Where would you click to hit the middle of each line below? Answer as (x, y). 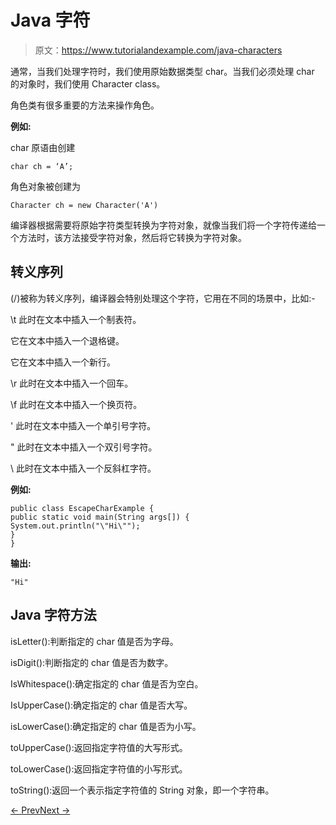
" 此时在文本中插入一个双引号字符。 (84, 447)
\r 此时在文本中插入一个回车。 (72, 383)
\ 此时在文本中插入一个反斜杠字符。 (83, 468)
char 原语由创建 (43, 147)
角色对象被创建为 (45, 186)
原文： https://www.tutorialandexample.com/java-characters (158, 50)
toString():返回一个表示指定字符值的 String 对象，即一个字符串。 (142, 790)
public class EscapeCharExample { (82, 508)
